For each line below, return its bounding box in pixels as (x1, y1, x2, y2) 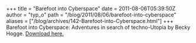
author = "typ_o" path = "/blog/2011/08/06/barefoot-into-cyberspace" (6, 11, 177, 18)
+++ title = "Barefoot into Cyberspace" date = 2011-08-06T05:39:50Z (6, 5, 176, 12)
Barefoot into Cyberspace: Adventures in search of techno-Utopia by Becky (6, 24, 191, 31)
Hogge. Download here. (6, 30, 64, 37)
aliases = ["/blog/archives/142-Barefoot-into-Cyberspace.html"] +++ (6, 18, 174, 24)
